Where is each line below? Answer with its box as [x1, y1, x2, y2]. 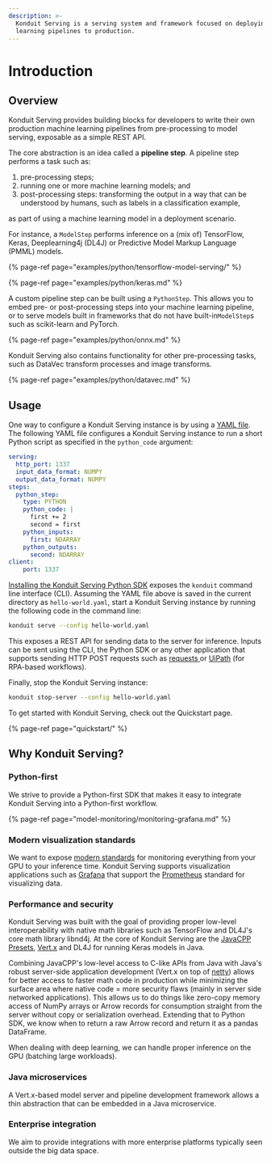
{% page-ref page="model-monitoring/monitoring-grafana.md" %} [8, 814, 231, 823]
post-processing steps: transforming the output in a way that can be [19, 189, 248, 199]
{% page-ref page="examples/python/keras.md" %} [8, 278, 183, 288]
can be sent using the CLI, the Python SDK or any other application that [8, 645, 246, 655]
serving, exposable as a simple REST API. [8, 133, 147, 142]
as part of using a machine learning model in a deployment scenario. [8, 214, 236, 223]
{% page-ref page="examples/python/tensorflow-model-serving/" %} [8, 262, 242, 272]
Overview [8, 94, 59, 108]
